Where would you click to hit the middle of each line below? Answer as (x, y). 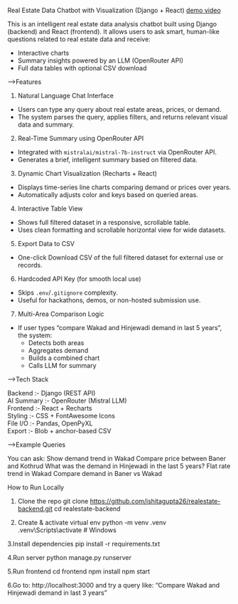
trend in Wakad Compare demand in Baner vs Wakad (85, 473)
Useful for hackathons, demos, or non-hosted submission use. (109, 300)
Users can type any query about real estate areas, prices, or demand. (119, 109)
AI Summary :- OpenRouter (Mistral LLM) (67, 401)
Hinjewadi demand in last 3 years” (58, 593)
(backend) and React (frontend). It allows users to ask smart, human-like (114, 32)
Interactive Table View (50, 208)
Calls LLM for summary (62, 365)
